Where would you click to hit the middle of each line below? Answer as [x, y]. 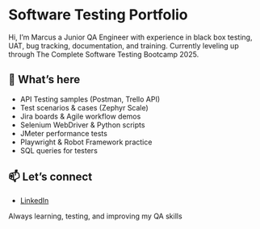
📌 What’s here [44, 79]
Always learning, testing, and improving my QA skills [96, 216]
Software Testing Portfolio [98, 15]
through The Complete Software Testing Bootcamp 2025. [104, 54]
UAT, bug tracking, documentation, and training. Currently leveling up [124, 45]
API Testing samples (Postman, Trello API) [90, 99]
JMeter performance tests [63, 133]
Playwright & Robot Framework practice [86, 142]
